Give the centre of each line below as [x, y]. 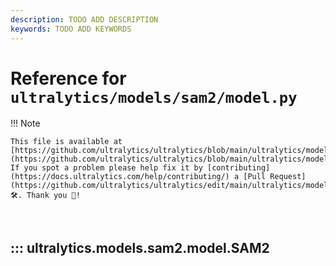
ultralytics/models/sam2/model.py [154, 97]
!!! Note [25, 123]
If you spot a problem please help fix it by [106, 168]
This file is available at [66, 142]
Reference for [68, 78]
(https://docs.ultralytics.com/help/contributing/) [120, 177]
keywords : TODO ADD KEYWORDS [71, 29]
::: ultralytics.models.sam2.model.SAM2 [140, 247]
